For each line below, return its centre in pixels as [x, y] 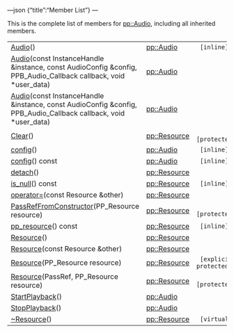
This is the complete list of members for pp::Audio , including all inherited [111, 23]
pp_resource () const [44, 226]
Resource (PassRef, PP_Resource [64, 276]
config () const [34, 161]
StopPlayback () [36, 308]
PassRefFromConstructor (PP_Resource [75, 206]
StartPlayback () [37, 297]
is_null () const [34, 184]
